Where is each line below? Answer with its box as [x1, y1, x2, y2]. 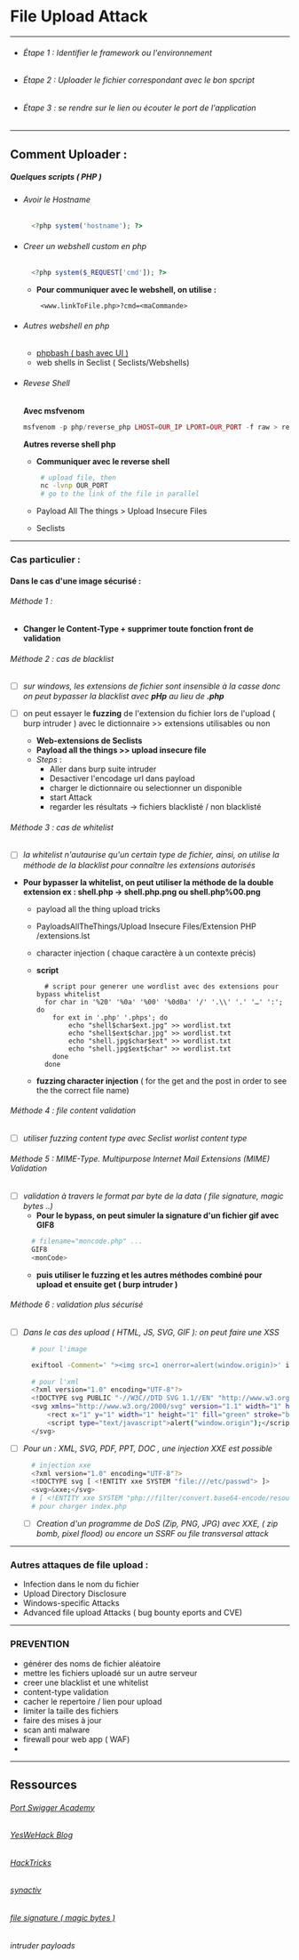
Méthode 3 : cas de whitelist [10, 821, 114, 833]
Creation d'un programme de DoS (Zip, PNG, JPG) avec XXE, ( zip [35, 1518, 279, 1528]
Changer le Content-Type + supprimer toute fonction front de [22, 623, 254, 633]
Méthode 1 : [10, 596, 53, 607]
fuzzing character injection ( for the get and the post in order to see [35, 1075, 287, 1086]
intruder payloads [10, 1940, 75, 1950]
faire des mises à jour [22, 1714, 102, 1725]
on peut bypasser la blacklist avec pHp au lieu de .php [22, 691, 224, 702]
